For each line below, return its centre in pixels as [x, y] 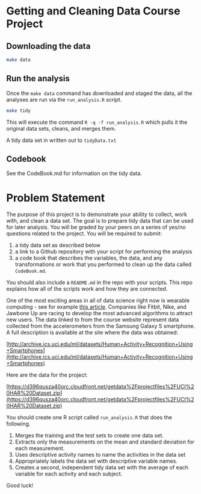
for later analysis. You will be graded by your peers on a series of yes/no [96, 227]
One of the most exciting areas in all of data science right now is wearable [98, 301]
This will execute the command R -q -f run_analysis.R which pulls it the [97, 122]
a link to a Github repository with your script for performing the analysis [104, 252]
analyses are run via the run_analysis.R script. [64, 99]
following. [18, 424]
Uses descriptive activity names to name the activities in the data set [100, 455]
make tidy [19, 110]
